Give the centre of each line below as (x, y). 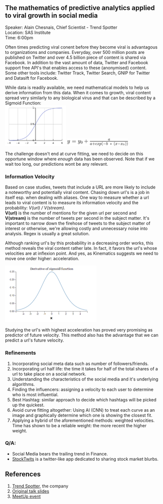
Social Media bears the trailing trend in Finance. (60, 453)
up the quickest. (28, 405)
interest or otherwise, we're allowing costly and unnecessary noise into (76, 228)
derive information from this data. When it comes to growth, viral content (78, 92)
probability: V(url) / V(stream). (35, 208)
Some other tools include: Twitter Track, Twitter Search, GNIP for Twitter (78, 73)
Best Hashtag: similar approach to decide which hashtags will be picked (84, 400)
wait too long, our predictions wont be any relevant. (57, 164)
